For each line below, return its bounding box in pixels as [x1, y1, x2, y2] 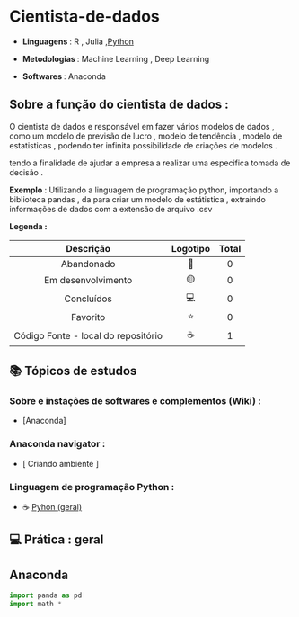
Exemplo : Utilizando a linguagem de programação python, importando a [9, 184, 279, 195]
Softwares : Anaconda [22, 70, 106, 82]
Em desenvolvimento [44, 274, 133, 287]
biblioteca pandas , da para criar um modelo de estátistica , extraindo [9, 193, 267, 204]
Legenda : [9, 220, 48, 231]
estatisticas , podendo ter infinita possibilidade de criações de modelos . [9, 139, 278, 150]
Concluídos [64, 292, 112, 305]
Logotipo [171, 242, 211, 255]
